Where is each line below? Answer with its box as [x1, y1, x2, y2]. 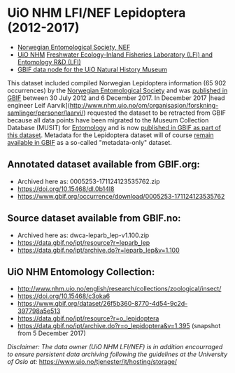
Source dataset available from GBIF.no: [7, 212, 181, 225]
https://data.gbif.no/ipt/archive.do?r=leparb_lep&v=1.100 [17, 246, 180, 254]
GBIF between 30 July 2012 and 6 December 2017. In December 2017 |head [7, 93, 225, 102]
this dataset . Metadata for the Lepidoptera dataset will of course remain [7, 131, 214, 139]
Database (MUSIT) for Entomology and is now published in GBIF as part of [7, 123, 222, 132]
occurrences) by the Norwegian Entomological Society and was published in [7, 86, 228, 94]
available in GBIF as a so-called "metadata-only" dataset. [7, 138, 173, 146]
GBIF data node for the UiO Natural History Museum [17, 65, 168, 73]
